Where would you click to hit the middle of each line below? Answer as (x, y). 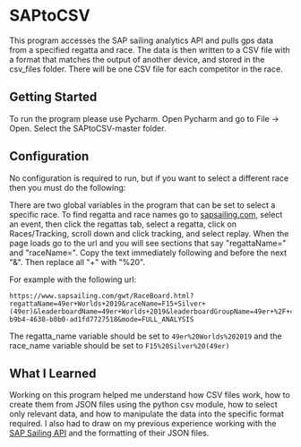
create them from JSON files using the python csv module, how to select (143, 405)
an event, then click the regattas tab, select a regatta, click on (123, 224)
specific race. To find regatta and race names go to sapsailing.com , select (146, 214)
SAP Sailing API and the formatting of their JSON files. (109, 433)
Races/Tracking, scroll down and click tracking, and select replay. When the (149, 233)
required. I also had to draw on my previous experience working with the (143, 424)
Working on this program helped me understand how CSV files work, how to (150, 395)
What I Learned (53, 373)
